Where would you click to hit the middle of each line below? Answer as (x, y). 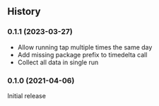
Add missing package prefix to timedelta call (82, 54)
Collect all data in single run (58, 62)
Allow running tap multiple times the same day (85, 47)
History (24, 12)
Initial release (26, 95)
